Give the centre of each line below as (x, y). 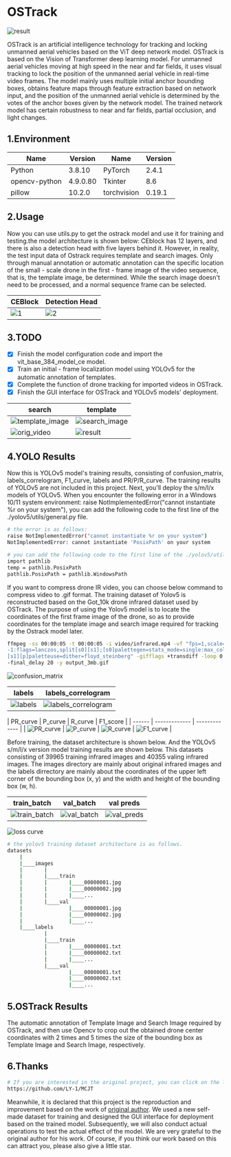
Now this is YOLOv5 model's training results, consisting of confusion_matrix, (115, 473)
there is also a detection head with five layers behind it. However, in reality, (113, 248)
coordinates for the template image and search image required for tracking (113, 624)
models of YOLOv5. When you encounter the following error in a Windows (112, 495)
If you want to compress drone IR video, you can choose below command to (115, 587)
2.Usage (26, 217)
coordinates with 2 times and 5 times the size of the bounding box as (105, 1037)
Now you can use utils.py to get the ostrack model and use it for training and (115, 233)
